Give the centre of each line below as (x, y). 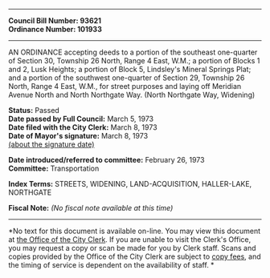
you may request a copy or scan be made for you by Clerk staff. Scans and (132, 248)
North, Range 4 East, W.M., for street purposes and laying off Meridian (125, 86)
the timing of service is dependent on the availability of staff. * (111, 265)
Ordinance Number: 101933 (55, 29)
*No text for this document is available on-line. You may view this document (135, 231)
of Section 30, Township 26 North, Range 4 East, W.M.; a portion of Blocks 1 (134, 60)
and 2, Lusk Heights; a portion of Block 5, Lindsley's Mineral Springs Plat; (130, 69)
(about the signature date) (51, 144)
